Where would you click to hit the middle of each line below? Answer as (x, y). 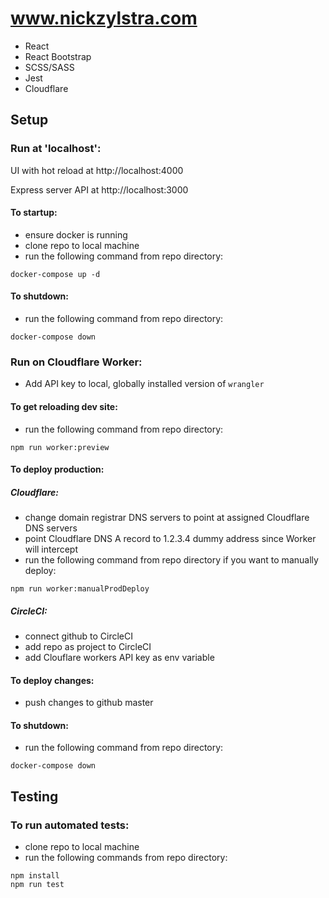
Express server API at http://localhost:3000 (99, 189)
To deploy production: (57, 469)
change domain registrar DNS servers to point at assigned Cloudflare (167, 518)
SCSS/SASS (49, 67)
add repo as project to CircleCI (88, 647)
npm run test (37, 885)
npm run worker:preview (60, 447)
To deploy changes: (52, 680)
